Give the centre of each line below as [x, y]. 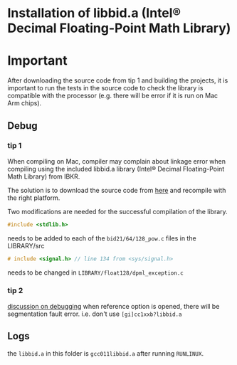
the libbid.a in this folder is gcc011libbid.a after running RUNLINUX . [106, 353]
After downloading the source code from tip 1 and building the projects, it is [118, 80]
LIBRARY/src [26, 245]
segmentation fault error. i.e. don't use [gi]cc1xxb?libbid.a [95, 314]
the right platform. [34, 198]
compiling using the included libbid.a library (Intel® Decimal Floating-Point [116, 169]
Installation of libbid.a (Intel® [94, 13]
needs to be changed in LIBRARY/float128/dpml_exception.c [95, 273]
